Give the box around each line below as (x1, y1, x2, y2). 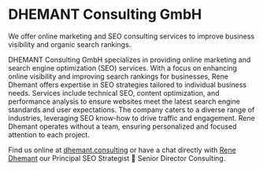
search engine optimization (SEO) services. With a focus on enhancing (8, 63, 238, 72)
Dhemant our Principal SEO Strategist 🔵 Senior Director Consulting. (8, 153, 226, 162)
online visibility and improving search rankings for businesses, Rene (8, 71, 228, 81)
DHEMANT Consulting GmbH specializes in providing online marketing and (8, 55, 251, 64)
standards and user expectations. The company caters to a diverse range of (8, 104, 255, 115)
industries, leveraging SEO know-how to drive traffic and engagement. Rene (8, 113, 256, 122)
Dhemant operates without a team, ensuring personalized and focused (8, 122, 237, 131)
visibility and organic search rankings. (8, 39, 131, 49)
